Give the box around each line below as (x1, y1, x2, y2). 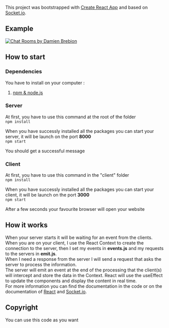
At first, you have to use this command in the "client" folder (5, 172, 129, 178)
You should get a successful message (5, 148, 85, 154)
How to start (5, 53, 45, 62)
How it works (5, 221, 48, 230)
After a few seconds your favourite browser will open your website (5, 206, 145, 212)
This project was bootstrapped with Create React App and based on (5, 5, 148, 10)
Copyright (5, 303, 38, 312)
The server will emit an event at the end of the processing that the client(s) (5, 267, 162, 273)
